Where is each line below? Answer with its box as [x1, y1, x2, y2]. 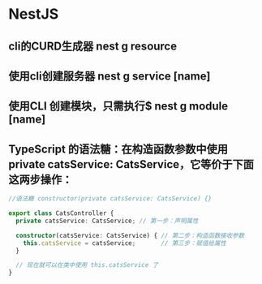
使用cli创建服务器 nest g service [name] [8, 69, 211, 83]
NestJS [8, 5, 59, 24]
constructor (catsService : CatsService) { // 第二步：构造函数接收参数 [15, 231, 245, 239]
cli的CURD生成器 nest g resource [8, 39, 177, 53]
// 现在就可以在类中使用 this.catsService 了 [15, 261, 159, 269]
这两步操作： [8, 172, 73, 187]
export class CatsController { [8, 209, 114, 217]
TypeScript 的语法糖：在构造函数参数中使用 [8, 142, 229, 156]
